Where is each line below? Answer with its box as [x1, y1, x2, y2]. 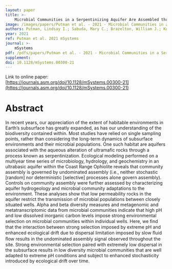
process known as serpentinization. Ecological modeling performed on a [5, 153, 158, 159]
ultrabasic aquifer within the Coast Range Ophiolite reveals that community [5, 164, 163, 170]
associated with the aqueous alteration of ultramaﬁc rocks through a [5, 147, 149, 153]
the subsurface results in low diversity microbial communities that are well [5, 247, 162, 253]
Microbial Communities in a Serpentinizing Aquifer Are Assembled [14, 17, 159, 22]
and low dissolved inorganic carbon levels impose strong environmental [5, 213, 157, 219]
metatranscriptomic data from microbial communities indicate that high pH [5, 207, 162, 213]
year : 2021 [5, 31, 29, 36]
